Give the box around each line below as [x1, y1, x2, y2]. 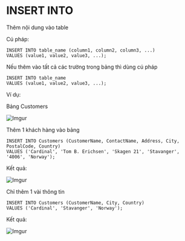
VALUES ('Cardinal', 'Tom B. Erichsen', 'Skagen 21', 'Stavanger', [6, 148, 180, 155]
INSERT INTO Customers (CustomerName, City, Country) [6, 200, 145, 206]
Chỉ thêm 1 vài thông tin [6, 188, 65, 195]
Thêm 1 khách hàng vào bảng [6, 126, 80, 134]
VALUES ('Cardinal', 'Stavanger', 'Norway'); [6, 205, 123, 211]
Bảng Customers [6, 103, 48, 110]
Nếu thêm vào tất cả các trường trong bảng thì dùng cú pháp [6, 63, 158, 70]
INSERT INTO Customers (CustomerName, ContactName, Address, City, [6, 138, 180, 144]
